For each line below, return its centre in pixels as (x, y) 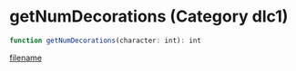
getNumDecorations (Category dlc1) (149, 17)
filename (26, 58)
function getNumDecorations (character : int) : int (106, 40)
